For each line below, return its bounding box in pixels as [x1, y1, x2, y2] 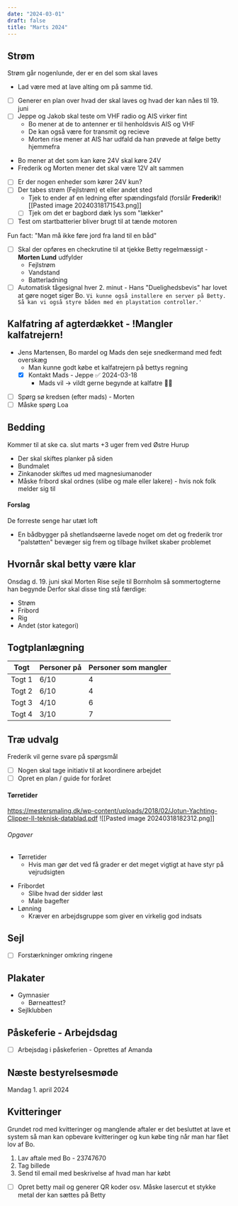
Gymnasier [17, 991, 50, 999]
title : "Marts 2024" [7, 23, 69, 31]
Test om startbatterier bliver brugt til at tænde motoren [17, 217, 177, 225]
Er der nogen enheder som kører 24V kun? [17, 178, 143, 186]
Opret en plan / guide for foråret [17, 774, 111, 782]
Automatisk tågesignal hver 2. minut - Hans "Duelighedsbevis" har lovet [17, 283, 227, 291]
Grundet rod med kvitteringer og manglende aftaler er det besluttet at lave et [7, 1124, 231, 1134]
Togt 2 [11, 687, 33, 696]
